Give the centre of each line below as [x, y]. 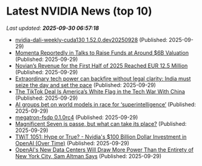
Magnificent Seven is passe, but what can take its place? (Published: [101, 123]
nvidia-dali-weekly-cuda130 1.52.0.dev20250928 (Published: [91, 40]
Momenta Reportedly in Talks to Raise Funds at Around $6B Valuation [102, 52]
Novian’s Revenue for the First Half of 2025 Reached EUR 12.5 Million [101, 66]
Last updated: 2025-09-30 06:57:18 [53, 28]
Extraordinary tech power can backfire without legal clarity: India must [103, 78]
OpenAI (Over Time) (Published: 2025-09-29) [72, 143]
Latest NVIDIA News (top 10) [79, 11]
